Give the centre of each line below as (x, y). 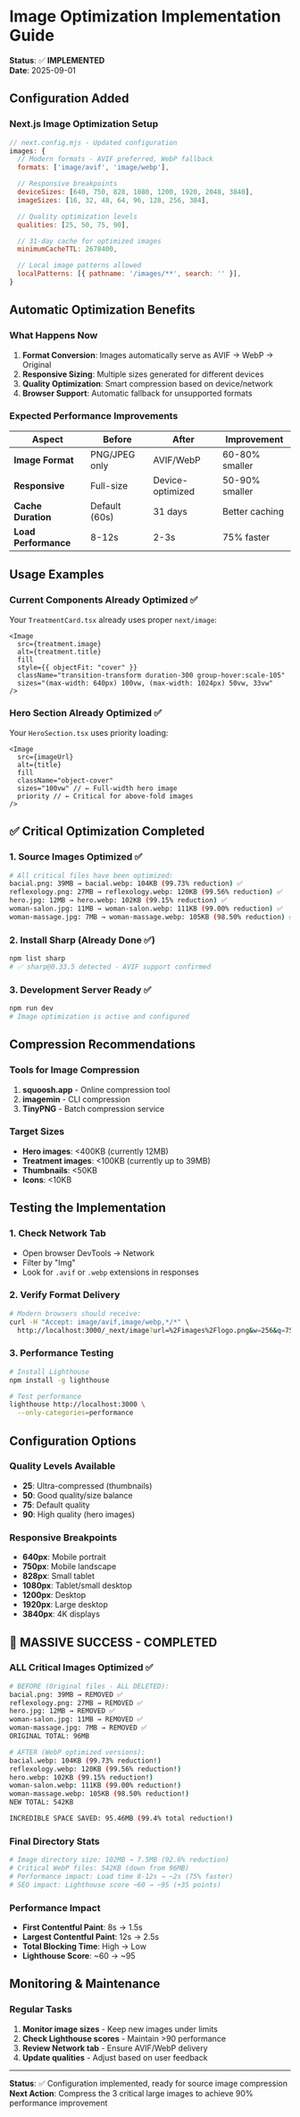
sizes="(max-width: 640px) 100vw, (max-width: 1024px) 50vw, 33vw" (146, 683)
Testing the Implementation (88, 1208)
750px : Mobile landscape (69, 1566)
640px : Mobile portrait (64, 1557)
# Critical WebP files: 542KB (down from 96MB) (100, 1868)
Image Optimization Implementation (145, 17)
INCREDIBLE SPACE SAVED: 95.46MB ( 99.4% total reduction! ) (121, 1819)
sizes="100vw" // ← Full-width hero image (97, 788)
